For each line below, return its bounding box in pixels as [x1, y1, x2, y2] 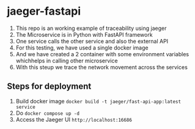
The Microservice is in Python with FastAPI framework [15, 31, 153, 38]
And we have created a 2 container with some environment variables [15, 50, 189, 57]
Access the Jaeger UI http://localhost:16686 [15, 116, 132, 123]
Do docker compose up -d [15, 109, 80, 117]
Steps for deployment [7, 81, 92, 92]
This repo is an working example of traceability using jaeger [15, 24, 167, 32]
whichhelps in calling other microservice [15, 57, 118, 64]
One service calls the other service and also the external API [15, 37, 169, 45]
